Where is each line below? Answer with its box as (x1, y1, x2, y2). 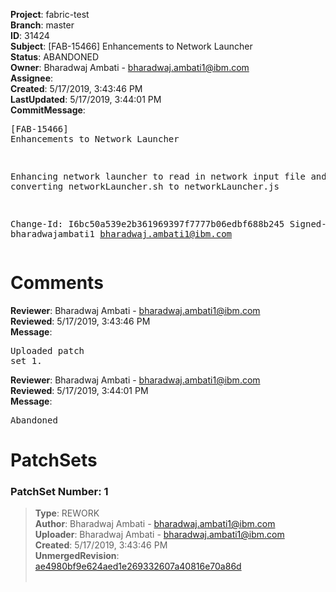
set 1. (10, 355, 43, 366)
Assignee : (10, 72, 54, 84)
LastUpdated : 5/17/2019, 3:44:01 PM (10, 94, 162, 105)
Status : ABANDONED (10, 51, 100, 63)
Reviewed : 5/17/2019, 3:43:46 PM (10, 315, 151, 327)
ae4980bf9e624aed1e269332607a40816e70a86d (34, 560, 242, 573)
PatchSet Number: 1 (10, 485, 109, 499)
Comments (10, 272, 104, 294)
